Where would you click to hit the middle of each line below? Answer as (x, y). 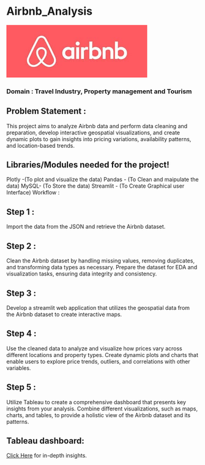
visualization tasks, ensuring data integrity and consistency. (82, 274)
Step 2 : (21, 246)
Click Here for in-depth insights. (47, 456)
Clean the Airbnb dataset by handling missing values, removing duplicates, (100, 261)
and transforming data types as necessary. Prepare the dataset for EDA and (102, 267)
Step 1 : (20, 212)
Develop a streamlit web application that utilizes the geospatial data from (98, 307)
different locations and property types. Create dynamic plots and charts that (102, 355)
